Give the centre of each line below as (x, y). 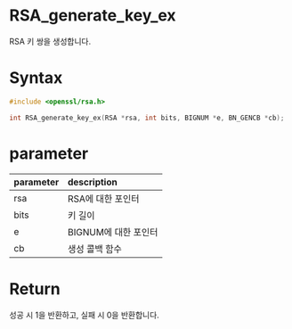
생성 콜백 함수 (95, 249)
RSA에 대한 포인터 (104, 199)
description (93, 182)
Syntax (36, 78)
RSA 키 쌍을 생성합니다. (50, 41)
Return (35, 288)
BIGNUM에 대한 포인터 (113, 232)
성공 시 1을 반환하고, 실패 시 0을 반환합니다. (85, 315)
